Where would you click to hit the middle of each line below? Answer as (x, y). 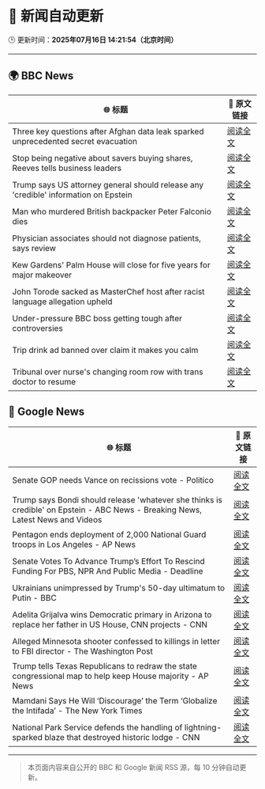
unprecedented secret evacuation (75, 141)
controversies (37, 328)
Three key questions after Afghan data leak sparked (108, 131)
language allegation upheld (62, 302)
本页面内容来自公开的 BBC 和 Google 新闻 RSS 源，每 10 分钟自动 (133, 767)
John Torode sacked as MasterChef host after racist (108, 291)
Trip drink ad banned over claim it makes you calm (105, 350)
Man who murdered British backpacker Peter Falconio (112, 211)
